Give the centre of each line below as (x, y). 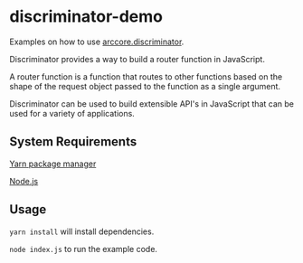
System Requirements (73, 142)
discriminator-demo (86, 17)
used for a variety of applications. (72, 113)
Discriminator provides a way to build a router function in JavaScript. (137, 59)
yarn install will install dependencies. (82, 231)
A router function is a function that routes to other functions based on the (146, 76)
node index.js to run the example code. (84, 249)
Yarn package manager (53, 164)
